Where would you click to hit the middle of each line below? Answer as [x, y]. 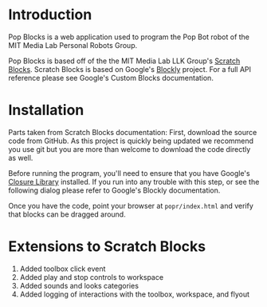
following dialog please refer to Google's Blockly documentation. [114, 190]
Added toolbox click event [63, 269]
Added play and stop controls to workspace [92, 277]
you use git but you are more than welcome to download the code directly [130, 149]
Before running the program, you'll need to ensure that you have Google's [129, 173]
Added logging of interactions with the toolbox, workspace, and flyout [134, 294]
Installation [46, 110]
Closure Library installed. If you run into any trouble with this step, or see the [134, 181]
